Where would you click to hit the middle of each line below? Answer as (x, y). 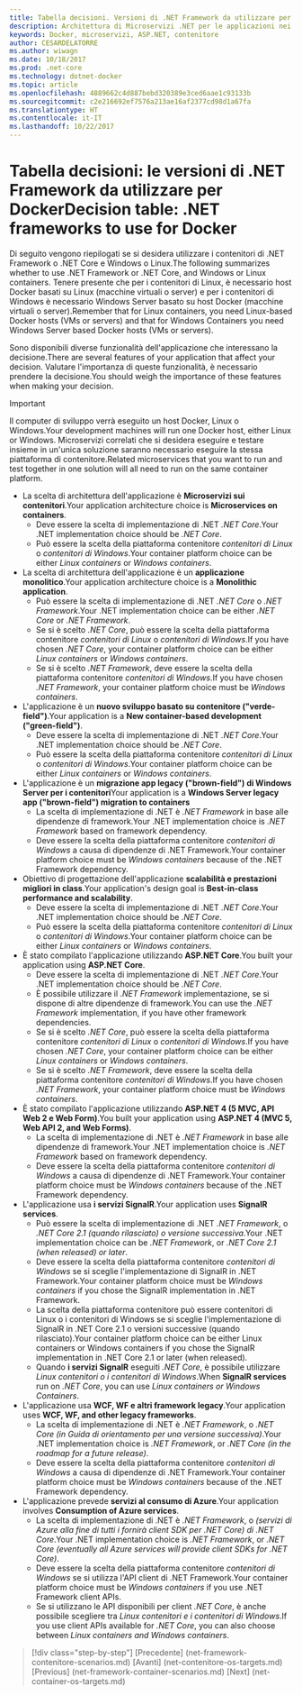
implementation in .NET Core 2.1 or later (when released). (142, 1357)
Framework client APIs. (78, 1597)
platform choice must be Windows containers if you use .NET (149, 1587)
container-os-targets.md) (78, 1681)
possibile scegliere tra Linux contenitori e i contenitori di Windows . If (161, 1616)
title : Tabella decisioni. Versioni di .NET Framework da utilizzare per (151, 18)
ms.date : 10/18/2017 (48, 59)
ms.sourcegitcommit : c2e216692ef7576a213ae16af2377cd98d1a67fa (130, 101)
